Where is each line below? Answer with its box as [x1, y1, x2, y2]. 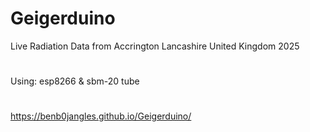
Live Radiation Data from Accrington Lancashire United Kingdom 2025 [10, 40, 300, 52]
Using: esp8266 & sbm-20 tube [10, 75, 140, 87]
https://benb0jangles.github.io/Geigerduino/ [10, 110, 192, 122]
